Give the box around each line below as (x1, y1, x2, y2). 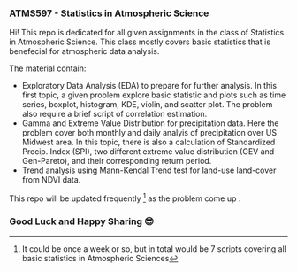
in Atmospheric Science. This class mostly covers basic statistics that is (9, 36, 271, 47)
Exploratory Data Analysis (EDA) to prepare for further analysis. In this (21, 81, 277, 91)
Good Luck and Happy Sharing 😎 (9, 215, 155, 228)
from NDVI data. (21, 175, 81, 185)
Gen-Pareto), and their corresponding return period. (21, 156, 212, 167)
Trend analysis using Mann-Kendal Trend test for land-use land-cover (21, 165, 277, 175)
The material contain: (9, 63, 87, 74)
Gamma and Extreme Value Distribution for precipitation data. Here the (21, 118, 280, 128)
